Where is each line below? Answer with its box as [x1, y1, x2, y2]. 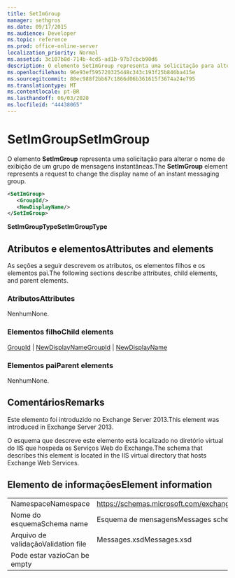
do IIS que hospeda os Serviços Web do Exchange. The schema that [7, 444, 203, 452]
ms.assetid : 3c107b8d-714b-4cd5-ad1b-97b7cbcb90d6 [7, 56, 158, 63]
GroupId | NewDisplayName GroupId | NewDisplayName [7, 343, 168, 351]
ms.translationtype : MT [7, 82, 77, 89]
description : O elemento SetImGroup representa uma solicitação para [7, 62, 215, 69]
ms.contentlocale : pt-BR [7, 88, 80, 95]
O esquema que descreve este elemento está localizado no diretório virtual [7, 436, 224, 444]
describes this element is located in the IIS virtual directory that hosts [7, 451, 207, 459]
